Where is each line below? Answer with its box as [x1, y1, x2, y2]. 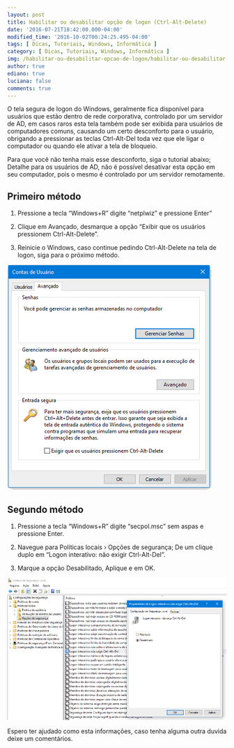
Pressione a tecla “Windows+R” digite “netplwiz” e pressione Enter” [17, 209, 212, 218]
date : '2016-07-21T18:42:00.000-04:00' [7, 26, 123, 33]
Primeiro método [7, 190, 81, 202]
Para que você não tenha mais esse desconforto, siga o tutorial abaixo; [7, 156, 211, 164]
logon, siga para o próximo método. [17, 251, 120, 260]
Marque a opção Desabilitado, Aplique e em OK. [17, 564, 155, 572]
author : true [7, 63, 45, 70]
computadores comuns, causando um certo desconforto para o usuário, [7, 127, 214, 135]
